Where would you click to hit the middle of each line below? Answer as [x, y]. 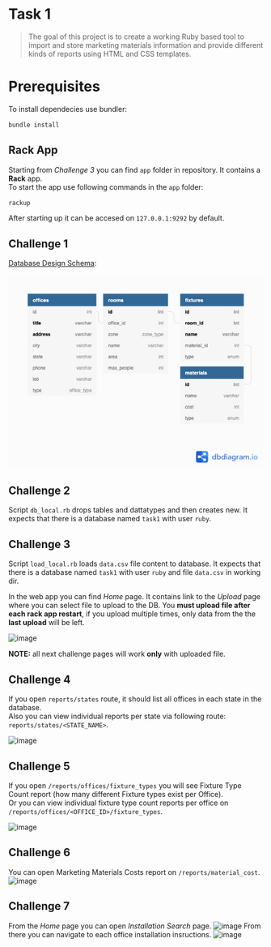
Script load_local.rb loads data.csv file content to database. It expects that [135, 563]
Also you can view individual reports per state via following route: [117, 716]
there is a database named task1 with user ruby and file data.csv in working [135, 572]
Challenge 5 [39, 766]
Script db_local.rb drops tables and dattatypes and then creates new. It [128, 510]
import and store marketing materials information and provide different [146, 45]
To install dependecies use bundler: [68, 109]
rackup [19, 203]
